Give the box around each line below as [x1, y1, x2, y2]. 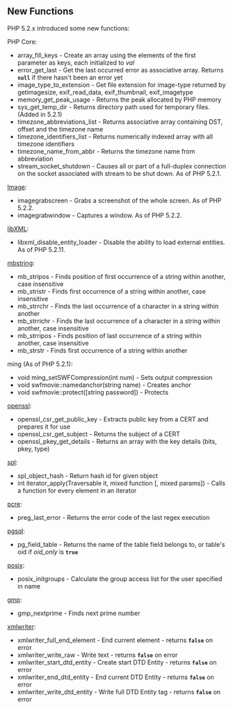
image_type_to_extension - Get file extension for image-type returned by [17, 80, 226, 89]
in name [17, 582, 40, 590]
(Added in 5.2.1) [17, 110, 63, 118]
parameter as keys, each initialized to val [17, 58, 135, 67]
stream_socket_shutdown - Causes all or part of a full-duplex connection [17, 161, 227, 170]
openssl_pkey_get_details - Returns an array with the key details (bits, [17, 437, 217, 445]
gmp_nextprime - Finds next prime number [17, 609, 140, 617]
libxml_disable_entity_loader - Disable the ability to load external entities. [17, 238, 225, 246]
